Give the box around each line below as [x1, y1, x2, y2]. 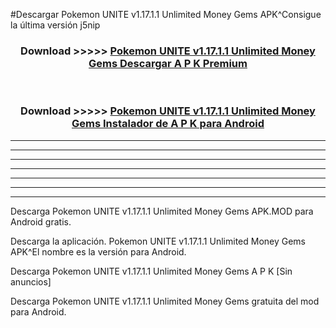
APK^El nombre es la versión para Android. [10, 245, 187, 258]
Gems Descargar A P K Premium [88, 56, 248, 70]
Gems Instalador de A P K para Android [71, 117, 265, 131]
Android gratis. [10, 215, 72, 228]
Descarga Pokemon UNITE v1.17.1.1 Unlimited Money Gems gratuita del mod [10, 295, 320, 307]
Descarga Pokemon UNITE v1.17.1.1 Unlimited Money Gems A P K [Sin [10, 265, 293, 277]
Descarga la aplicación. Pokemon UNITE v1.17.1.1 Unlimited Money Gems [10, 235, 307, 247]
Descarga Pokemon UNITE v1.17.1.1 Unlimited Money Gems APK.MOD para [10, 205, 314, 217]
